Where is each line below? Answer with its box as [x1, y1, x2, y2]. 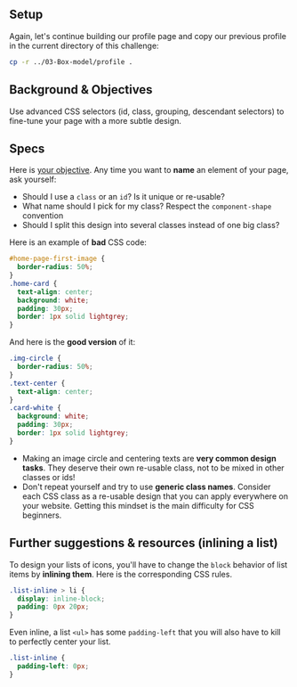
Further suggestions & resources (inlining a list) [9, 536, 278, 551]
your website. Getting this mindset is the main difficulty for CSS [21, 500, 255, 511]
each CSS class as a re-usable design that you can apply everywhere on [21, 490, 289, 502]
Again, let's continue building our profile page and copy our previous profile [9, 30, 287, 41]
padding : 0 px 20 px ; [17, 602, 90, 611]
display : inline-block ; [17, 594, 105, 603]
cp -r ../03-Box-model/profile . [9, 57, 133, 66]
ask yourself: [9, 174, 57, 185]
